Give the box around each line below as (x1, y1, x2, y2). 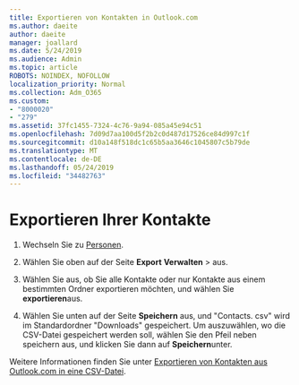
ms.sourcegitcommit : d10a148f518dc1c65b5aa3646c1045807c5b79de (9, 138, 251, 147)
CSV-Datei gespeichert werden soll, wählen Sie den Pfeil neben (21, 329, 257, 340)
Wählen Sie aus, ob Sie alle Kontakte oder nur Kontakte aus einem (21, 274, 266, 285)
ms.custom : (9, 96, 50, 106)
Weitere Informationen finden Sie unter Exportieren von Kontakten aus (9, 356, 269, 367)
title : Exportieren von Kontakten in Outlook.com (9, 13, 199, 22)
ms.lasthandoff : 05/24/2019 (9, 163, 115, 172)
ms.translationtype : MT (9, 146, 98, 155)
